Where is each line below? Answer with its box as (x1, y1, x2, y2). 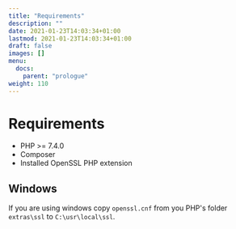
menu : (8, 57, 27, 66)
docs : (15, 65, 35, 73)
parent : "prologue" (23, 72, 89, 80)
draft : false (8, 42, 53, 50)
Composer (19, 150, 56, 159)
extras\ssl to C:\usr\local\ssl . (8, 212, 116, 222)
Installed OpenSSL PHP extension (19, 159, 133, 168)
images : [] (8, 49, 45, 57)
